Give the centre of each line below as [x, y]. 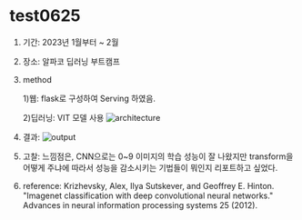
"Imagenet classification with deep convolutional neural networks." [148, 195]
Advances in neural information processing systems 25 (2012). [140, 205]
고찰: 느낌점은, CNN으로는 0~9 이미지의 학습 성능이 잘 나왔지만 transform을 [158, 156]
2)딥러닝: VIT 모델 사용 [63, 117]
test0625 [45, 16]
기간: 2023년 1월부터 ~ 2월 [70, 42]
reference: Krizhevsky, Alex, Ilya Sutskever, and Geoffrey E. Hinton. [148, 185]
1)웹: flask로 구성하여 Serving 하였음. [89, 98]
